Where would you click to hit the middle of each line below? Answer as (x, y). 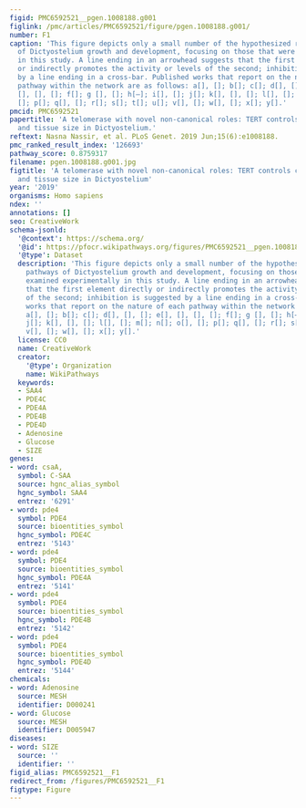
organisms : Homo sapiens (56, 196)
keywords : (36, 383)
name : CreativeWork (55, 348)
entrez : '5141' (46, 586)
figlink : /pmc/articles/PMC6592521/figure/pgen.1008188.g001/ (130, 26)
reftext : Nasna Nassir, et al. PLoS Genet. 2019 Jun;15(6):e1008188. (144, 137)
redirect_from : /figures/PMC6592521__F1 (87, 781)
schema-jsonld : (38, 230)
